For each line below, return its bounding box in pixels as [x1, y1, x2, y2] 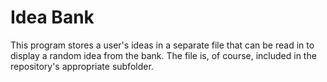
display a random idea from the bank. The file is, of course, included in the [10, 49, 317, 61]
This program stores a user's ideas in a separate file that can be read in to [10, 39, 315, 51]
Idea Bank [10, 6, 95, 29]
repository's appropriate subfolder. [10, 60, 154, 72]
